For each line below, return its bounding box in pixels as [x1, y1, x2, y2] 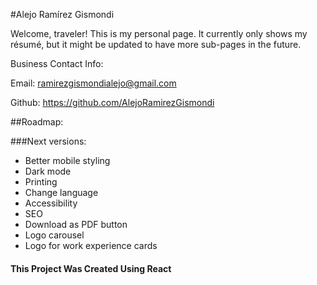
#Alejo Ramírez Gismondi [10, 9, 115, 20]
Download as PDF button [24, 219, 128, 230]
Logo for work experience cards [24, 240, 158, 251]
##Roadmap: [10, 116, 64, 128]
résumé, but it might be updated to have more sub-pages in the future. [10, 39, 302, 50]
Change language [24, 187, 99, 198]
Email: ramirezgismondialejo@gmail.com [10, 77, 177, 89]
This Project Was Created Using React [10, 262, 172, 274]
